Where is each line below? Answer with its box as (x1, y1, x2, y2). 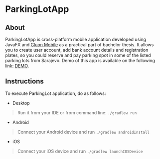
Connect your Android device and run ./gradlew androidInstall (17, 129, 150, 135)
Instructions (5, 77, 44, 85)
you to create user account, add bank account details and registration (5, 47, 149, 53)
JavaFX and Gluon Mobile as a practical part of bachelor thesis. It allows (5, 42, 154, 48)
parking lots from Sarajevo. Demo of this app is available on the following (5, 58, 156, 63)
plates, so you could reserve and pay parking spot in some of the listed (5, 52, 151, 58)
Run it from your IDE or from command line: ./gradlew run (17, 109, 137, 115)
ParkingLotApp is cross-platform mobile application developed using (5, 36, 146, 42)
